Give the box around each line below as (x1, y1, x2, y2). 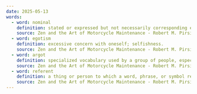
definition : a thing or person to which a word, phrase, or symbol (16, 74, 185, 79)
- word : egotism (11, 36, 51, 41)
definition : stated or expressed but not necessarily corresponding (16, 25, 188, 31)
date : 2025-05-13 (6, 8, 49, 15)
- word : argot (11, 52, 46, 58)
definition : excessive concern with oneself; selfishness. (16, 41, 164, 47)
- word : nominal (11, 19, 51, 25)
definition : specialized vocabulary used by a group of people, (16, 57, 177, 63)
